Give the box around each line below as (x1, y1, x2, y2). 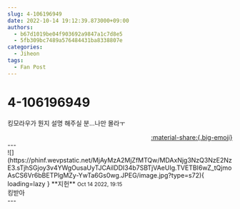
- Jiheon (14, 51, 40, 58)
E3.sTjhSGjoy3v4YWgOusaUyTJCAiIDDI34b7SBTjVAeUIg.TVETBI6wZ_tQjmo (7, 163, 232, 172)
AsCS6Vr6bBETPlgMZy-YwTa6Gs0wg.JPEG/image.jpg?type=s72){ (7, 170, 205, 179)
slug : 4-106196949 (7, 10, 62, 18)
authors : (7, 24, 34, 31)
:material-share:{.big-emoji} (151, 133, 233, 141)
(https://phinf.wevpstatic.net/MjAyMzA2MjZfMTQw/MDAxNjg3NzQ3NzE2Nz (7, 156, 232, 164)
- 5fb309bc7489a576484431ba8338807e (14, 37, 123, 44)
